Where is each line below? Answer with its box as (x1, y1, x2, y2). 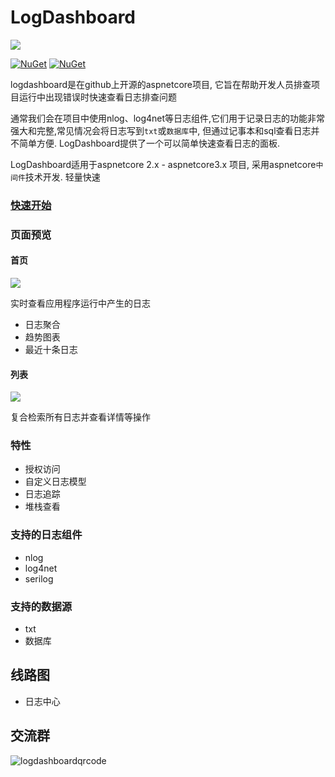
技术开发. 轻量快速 (24, 171, 101, 183)
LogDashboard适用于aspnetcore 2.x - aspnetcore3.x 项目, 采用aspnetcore (10, 158, 317, 170)
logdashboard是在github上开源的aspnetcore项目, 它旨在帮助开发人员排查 (10, 78, 312, 90)
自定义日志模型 (24, 476, 87, 488)
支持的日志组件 (10, 528, 83, 542)
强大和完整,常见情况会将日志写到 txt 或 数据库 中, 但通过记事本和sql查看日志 (10, 124, 312, 136)
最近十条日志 (24, 343, 78, 355)
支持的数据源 (10, 599, 73, 613)
